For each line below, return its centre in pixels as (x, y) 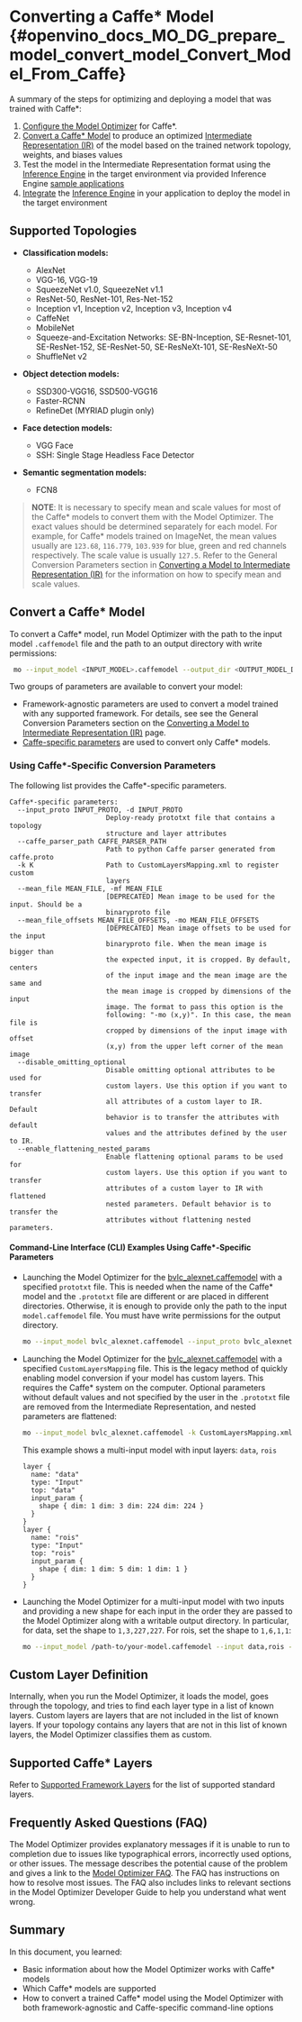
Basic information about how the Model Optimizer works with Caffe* (149, 1969)
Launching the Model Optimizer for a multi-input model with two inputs (153, 1601)
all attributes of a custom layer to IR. (184, 1101)
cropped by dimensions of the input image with (196, 1030)
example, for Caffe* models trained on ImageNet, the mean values (154, 536)
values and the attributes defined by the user (196, 1133)
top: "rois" (53, 1553)
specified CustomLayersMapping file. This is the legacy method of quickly (155, 1368)
